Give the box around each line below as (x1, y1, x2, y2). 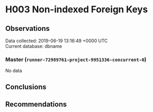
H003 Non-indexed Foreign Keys (5, 4, 148, 15)
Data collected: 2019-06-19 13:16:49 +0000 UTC (5, 38, 108, 44)
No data (5, 68, 22, 74)
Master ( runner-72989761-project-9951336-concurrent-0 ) (5, 55, 147, 63)
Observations (5, 24, 50, 33)
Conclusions (5, 82, 47, 91)
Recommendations (5, 100, 67, 109)
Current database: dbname (5, 43, 62, 49)
